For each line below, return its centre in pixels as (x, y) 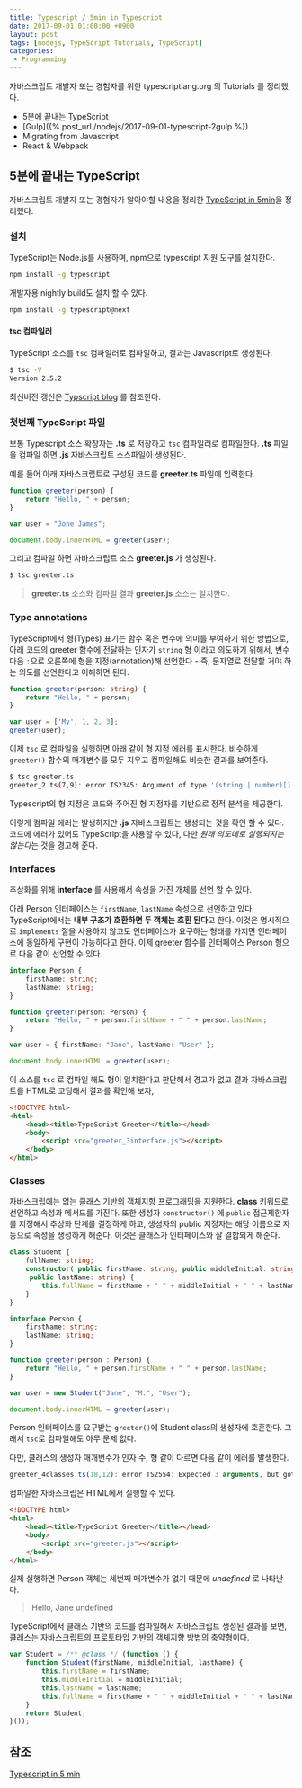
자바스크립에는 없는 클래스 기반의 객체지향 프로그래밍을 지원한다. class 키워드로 (149, 1202)
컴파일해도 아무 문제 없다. (92, 1438)
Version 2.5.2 (36, 378)
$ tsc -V (26, 370)
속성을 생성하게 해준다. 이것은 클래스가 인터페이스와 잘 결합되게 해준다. (156, 1235)
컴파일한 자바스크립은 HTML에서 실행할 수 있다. (93, 1493)
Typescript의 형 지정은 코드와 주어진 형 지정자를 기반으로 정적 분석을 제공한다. (147, 803)
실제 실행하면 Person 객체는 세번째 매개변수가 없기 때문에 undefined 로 (134, 1579)
